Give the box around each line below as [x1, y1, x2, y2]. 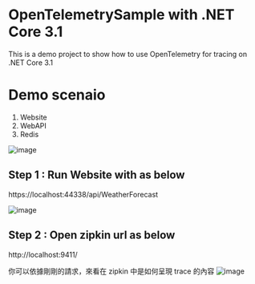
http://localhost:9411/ [8, 250, 78, 259]
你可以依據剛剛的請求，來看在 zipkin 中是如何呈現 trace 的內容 [8, 266, 215, 276]
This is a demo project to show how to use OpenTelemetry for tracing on [8, 49, 247, 59]
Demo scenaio [8, 86, 106, 104]
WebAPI [19, 120, 47, 130]
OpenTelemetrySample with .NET [8, 6, 235, 24]
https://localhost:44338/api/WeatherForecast [8, 189, 159, 199]
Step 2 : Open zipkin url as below [8, 229, 176, 242]
